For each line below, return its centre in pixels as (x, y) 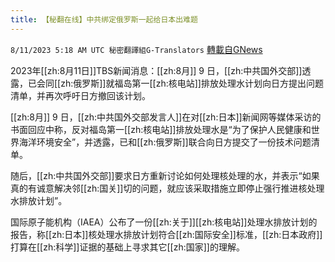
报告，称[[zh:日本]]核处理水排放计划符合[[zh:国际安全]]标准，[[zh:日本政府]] (166, 234)
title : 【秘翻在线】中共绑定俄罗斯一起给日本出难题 (104, 19)
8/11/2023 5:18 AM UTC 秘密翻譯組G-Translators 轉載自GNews (136, 49)
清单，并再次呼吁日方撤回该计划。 (80, 95)
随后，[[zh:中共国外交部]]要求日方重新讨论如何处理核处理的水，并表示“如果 (165, 175)
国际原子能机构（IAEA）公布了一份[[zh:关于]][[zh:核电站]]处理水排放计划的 (164, 222)
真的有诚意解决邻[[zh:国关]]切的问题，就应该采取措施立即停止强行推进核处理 (167, 188)
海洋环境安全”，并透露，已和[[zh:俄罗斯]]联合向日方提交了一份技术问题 (165, 142)
